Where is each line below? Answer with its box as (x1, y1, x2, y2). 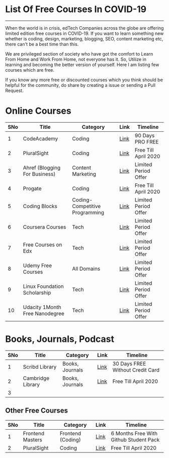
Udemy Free (23, 262, 52, 269)
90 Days (134, 132, 155, 139)
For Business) (23, 170, 56, 177)
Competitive (72, 202, 101, 210)
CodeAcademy (23, 135, 58, 142)
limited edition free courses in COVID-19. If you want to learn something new (5, 30, 164, 36)
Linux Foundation (23, 283, 64, 290)
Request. (5, 87, 24, 93)
